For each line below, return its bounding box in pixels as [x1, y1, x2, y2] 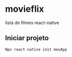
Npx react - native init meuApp [5, 47, 68, 52]
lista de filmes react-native [5, 20, 59, 26]
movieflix [5, 3, 44, 15]
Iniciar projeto [5, 34, 49, 42]
